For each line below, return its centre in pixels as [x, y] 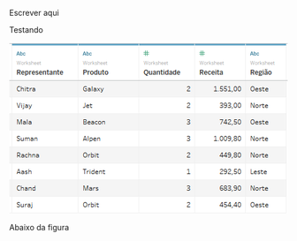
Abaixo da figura [39, 227]
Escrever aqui [34, 13]
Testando [27, 30]
